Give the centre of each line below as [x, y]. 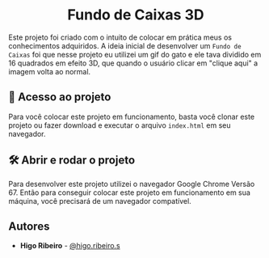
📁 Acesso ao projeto [60, 97]
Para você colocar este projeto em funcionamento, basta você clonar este [132, 116]
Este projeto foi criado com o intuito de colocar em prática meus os [120, 37]
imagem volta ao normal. [50, 71]
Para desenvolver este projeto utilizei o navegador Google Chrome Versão [132, 184]
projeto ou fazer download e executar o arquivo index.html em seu [120, 125]
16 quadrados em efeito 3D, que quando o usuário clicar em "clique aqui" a [133, 63]
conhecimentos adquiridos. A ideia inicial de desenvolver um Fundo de [125, 45]
